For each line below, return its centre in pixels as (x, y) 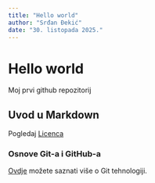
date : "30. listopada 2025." (56, 30)
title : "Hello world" (43, 15)
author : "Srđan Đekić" (45, 23)
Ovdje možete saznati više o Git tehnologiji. (77, 171)
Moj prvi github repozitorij (50, 90)
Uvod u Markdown (54, 115)
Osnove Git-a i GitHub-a (55, 154)
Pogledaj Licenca (36, 134)
